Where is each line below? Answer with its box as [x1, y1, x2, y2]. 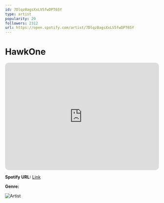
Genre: [5, 183, 20, 189]
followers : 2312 [5, 20, 38, 26]
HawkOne [5, 46, 46, 58]
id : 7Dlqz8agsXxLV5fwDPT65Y [5, 7, 62, 12]
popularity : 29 [5, 16, 36, 21]
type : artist [5, 12, 32, 17]
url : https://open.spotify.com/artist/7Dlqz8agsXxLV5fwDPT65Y [5, 25, 134, 30]
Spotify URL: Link [5, 174, 41, 180]
